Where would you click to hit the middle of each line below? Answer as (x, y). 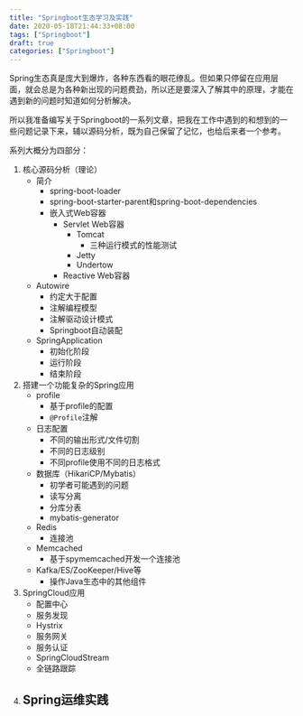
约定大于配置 (73, 297)
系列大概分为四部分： (49, 151)
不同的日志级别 (77, 451)
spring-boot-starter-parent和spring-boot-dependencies (153, 202)
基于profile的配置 (81, 406)
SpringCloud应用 (54, 593)
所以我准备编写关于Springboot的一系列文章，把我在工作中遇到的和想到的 (145, 120)
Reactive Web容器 (96, 275)
